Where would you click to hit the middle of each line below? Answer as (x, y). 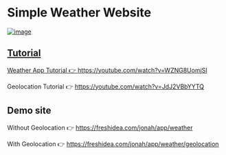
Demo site (29, 111)
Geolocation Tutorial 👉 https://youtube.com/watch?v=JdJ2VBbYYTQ (106, 86)
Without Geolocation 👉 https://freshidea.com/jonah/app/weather (100, 128)
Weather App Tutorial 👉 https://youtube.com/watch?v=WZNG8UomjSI (107, 70)
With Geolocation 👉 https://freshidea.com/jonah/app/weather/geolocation (113, 144)
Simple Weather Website (79, 13)
